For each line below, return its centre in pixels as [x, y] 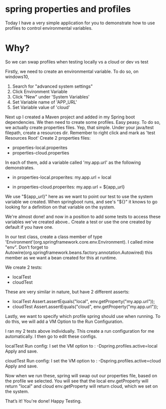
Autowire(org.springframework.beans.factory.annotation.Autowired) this [79, 252]
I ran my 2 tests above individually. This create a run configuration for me [80, 331]
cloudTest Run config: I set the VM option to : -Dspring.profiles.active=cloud [83, 360]
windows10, [17, 77]
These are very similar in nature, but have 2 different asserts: [67, 292]
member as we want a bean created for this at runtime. [61, 257]
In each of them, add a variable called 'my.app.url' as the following [73, 162]
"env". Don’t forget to [27, 247]
